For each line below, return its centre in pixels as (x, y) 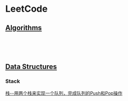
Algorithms (24, 28)
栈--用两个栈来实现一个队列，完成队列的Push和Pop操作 (64, 93)
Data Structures (31, 67)
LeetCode (26, 9)
